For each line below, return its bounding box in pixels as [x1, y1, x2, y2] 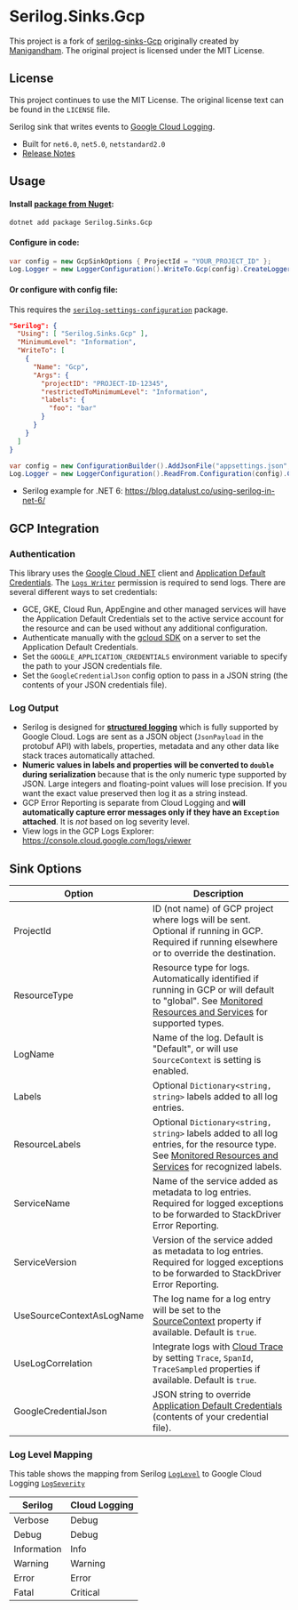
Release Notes [21, 148, 75, 158]
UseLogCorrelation [13, 1357, 93, 1370]
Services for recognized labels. [152, 1161, 282, 1173]
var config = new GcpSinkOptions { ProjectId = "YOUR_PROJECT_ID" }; [9, 256, 272, 266]
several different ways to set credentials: [9, 586, 158, 597]
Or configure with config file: [9, 284, 118, 294]
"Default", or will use [152, 1042, 239, 1055]
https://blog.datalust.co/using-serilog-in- [124, 486, 275, 496]
